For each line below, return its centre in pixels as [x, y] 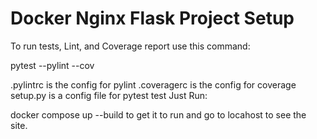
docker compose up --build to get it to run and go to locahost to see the [158, 114]
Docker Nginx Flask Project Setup [152, 18]
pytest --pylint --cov [52, 65]
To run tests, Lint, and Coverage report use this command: [130, 46]
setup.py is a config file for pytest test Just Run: [109, 95]
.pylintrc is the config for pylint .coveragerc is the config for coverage [153, 84]
